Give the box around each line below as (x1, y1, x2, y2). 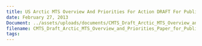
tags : (6, 31, 20, 37)
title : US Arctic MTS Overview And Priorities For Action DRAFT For (6, 8, 182, 15)
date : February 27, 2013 (6, 14, 69, 20)
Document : (6, 20, 31, 26)
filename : (6, 25, 31, 32)
